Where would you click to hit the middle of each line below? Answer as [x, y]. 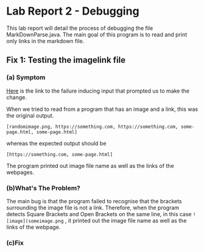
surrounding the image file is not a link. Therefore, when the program [93, 208]
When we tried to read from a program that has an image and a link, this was [102, 109]
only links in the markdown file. [45, 41]
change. [17, 97]
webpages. [20, 172]
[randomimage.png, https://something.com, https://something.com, [92, 127]
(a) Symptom [26, 77]
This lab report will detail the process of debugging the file [80, 28]
